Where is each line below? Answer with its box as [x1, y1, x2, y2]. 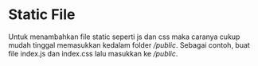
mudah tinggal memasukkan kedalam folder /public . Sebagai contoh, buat [8, 40, 251, 49]
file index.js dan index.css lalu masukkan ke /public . [8, 49, 178, 58]
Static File [8, 6, 76, 24]
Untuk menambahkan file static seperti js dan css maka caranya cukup [8, 32, 240, 41]
